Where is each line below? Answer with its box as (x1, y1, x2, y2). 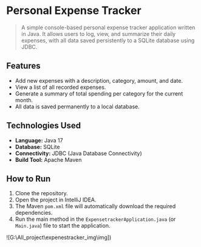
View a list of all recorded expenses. (15, 83, 106, 91)
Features (6, 61, 41, 71)
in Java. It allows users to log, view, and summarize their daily (21, 30, 176, 37)
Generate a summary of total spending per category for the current (15, 89, 183, 97)
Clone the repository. (15, 190, 68, 197)
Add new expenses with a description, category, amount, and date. (15, 77, 183, 84)
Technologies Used (6, 120, 81, 131)
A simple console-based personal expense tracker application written (21, 24, 196, 31)
